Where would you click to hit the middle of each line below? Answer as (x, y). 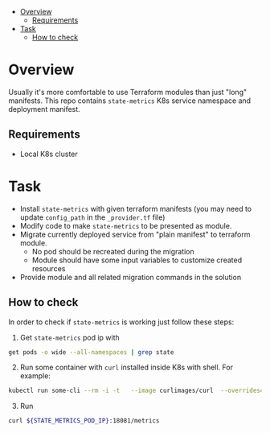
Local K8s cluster (49, 154)
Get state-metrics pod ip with (70, 337)
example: (35, 376)
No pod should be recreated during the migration (113, 251)
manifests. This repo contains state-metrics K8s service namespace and (130, 101)
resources (49, 268)
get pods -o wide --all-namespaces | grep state (91, 352)
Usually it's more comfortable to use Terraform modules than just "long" (128, 92)
